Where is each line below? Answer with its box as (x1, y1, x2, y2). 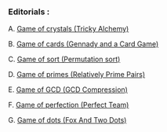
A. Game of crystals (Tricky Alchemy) (8, 24, 129, 34)
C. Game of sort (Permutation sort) (8, 54, 121, 64)
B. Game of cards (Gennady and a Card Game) (8, 39, 159, 49)
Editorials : (8, 6, 50, 17)
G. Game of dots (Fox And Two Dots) (8, 115, 127, 125)
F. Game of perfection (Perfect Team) (8, 101, 129, 110)
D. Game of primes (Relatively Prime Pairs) (8, 70, 146, 79)
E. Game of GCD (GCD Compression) (8, 85, 128, 94)
